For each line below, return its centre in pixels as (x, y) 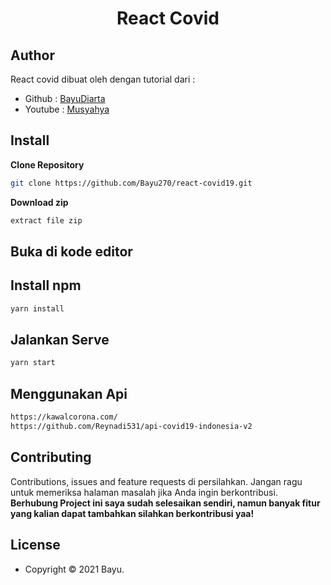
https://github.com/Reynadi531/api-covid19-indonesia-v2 (131, 427)
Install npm (46, 285)
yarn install (37, 308)
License (35, 545)
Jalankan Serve (60, 340)
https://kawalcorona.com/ (64, 417)
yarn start (33, 363)
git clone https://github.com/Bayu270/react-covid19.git (131, 183)
